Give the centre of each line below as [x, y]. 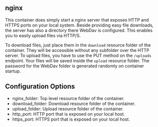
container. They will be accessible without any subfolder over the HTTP [77, 50]
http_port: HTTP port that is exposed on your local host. [68, 114]
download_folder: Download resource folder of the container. [74, 103]
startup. [13, 71]
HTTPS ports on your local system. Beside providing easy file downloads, [79, 25]
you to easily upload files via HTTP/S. [43, 35]
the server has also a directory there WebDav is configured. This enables [79, 30]
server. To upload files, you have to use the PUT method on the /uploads [78, 55]
